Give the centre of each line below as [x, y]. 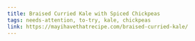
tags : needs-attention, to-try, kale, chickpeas [79, 20]
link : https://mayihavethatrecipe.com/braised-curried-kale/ [98, 26]
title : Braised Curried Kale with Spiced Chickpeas [84, 14]
